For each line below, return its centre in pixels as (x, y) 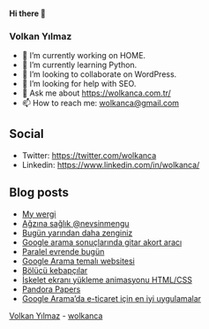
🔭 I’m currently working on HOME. (84, 55)
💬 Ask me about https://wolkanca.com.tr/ (97, 93)
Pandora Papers (51, 289)
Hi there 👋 (27, 13)
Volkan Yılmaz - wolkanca (56, 316)
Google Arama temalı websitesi (78, 261)
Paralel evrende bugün (63, 251)
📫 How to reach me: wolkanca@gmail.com (100, 103)
